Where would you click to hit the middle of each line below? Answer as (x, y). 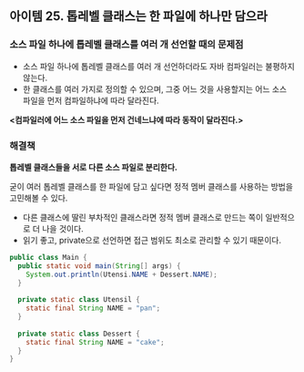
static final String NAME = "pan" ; (93, 308)
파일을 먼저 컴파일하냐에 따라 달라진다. (91, 100)
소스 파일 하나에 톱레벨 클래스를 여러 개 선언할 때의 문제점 (127, 45)
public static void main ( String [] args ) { (99, 266)
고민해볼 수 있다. (39, 198)
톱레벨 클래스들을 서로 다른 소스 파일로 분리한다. (94, 167)
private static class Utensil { (79, 300)
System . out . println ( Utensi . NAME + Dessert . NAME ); (122, 274)
